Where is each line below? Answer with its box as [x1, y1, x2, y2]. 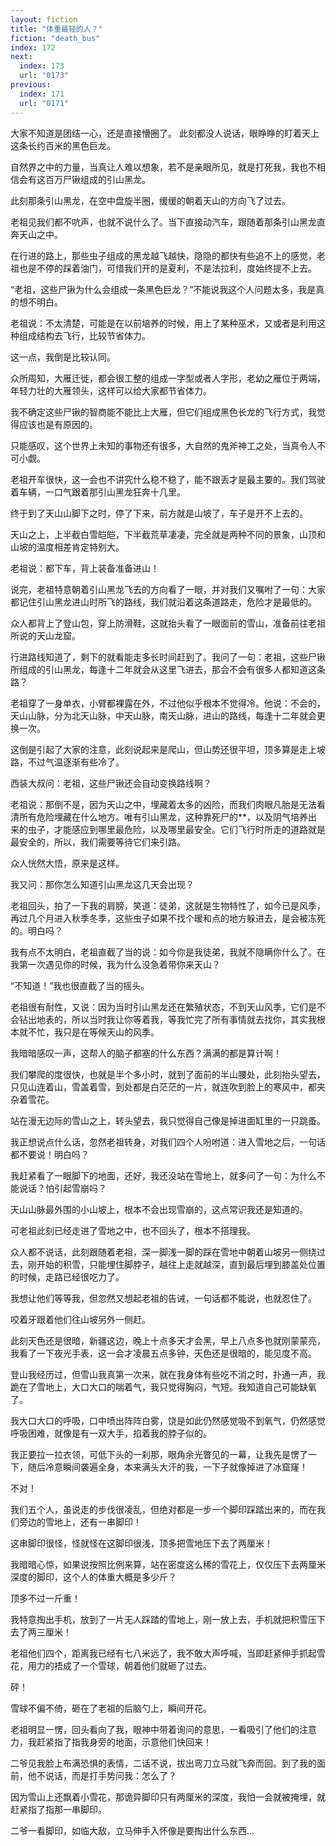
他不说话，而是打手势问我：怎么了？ [27, 1769, 177, 1781]
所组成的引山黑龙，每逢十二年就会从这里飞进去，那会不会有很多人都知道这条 [10, 663, 326, 675]
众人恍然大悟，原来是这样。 [10, 857, 125, 869]
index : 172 [10, 42, 56, 53]
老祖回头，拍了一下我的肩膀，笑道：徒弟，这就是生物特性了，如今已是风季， [10, 899, 326, 911]
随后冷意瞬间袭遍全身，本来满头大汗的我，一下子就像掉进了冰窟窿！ [27, 1461, 308, 1473]
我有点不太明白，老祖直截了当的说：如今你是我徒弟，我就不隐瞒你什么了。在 [10, 946, 326, 958]
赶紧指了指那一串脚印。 [10, 1803, 107, 1815]
